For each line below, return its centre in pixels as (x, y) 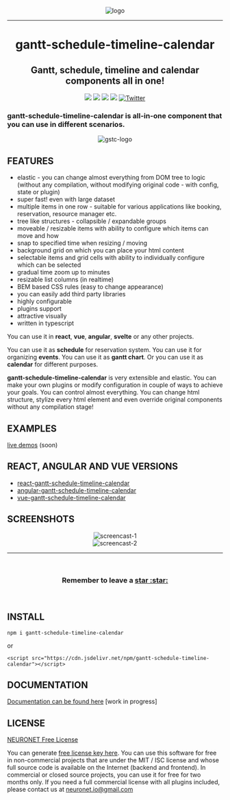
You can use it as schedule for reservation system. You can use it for (104, 350)
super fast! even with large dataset (66, 200)
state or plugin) (38, 192)
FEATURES (30, 161)
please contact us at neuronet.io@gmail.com (70, 790)
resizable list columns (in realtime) (65, 280)
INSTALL (26, 617)
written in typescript (45, 323)
